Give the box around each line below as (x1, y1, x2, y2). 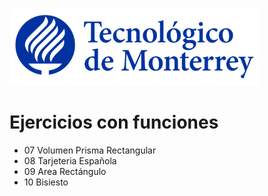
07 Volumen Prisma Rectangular (23, 144, 157, 156)
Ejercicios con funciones (9, 111, 219, 134)
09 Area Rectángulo (23, 165, 107, 177)
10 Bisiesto (23, 176, 69, 188)
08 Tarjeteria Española (23, 154, 117, 167)
